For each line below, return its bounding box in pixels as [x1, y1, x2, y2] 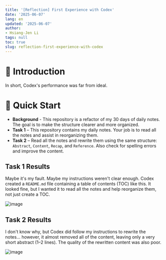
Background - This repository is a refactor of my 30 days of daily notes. [12, 116, 160, 122]
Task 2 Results [5, 215, 51, 224]
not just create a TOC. [5, 191, 50, 197]
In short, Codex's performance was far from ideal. [5, 82, 108, 88]
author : [5, 26, 21, 31]
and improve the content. [12, 148, 64, 154]
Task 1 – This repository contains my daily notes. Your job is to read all [12, 127, 157, 132]
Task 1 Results [5, 162, 50, 171]
